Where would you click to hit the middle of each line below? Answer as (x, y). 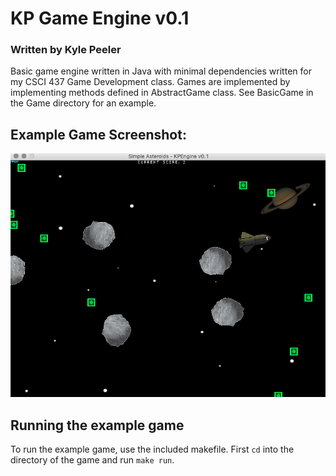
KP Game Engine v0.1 (100, 18)
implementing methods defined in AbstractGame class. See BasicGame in (162, 93)
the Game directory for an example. (83, 103)
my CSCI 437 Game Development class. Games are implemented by (150, 82)
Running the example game (97, 425)
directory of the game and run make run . (92, 460)
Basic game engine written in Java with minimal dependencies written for (161, 71)
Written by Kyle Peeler (66, 50)
